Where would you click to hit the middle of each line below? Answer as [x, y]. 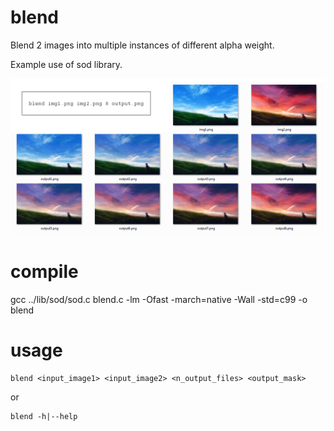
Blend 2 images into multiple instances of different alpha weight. [142, 45]
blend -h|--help [44, 416]
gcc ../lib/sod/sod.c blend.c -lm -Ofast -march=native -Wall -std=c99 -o [159, 299]
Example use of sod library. [66, 64]
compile [44, 272]
